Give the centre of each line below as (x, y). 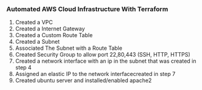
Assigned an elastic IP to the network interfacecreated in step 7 (95, 74)
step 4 (23, 67)
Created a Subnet (37, 42)
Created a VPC (34, 22)
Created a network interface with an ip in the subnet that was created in (106, 61)
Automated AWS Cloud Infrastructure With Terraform (87, 9)
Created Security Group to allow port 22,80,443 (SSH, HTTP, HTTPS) (103, 55)
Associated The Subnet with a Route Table (69, 48)
